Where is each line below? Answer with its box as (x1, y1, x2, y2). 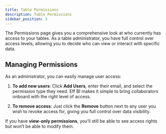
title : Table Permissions (5, 7, 58, 12)
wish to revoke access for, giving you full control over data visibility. (12, 109, 151, 115)
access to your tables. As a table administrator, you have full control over (5, 35, 154, 41)
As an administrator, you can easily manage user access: (5, 73, 121, 79)
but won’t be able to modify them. (5, 124, 74, 130)
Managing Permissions (5, 60, 78, 68)
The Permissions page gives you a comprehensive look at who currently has (5, 30, 161, 36)
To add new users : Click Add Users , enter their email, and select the (12, 83, 153, 89)
